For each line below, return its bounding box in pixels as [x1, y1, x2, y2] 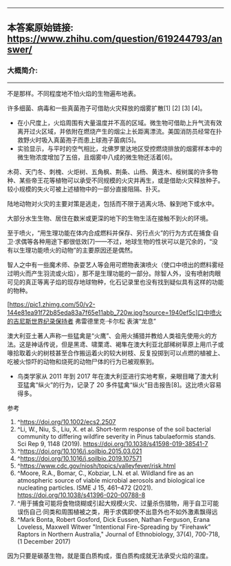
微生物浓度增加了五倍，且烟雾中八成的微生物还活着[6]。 [16, 153, 177, 161]
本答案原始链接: [7, 22, 74, 34]
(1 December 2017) [16, 537, 71, 545]
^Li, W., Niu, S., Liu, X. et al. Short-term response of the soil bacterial [16, 425, 211, 433]
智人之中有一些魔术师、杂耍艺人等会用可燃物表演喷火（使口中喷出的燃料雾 [7, 260, 218, 269]
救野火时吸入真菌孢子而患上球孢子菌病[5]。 [16, 136, 140, 144]
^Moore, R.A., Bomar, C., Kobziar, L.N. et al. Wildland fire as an [16, 469, 194, 477]
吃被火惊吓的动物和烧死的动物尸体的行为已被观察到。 [7, 357, 158, 366]
